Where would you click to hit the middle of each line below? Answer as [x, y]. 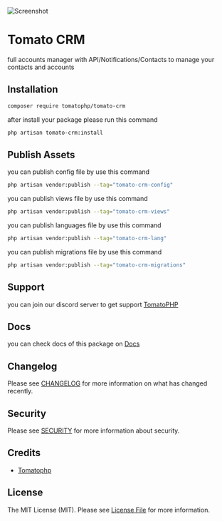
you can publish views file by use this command [78, 199]
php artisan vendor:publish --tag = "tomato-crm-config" [90, 185]
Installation [33, 89]
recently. [20, 391]
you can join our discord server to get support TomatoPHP [93, 304]
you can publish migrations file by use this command [85, 252]
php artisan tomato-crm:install [55, 133]
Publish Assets [41, 154]
